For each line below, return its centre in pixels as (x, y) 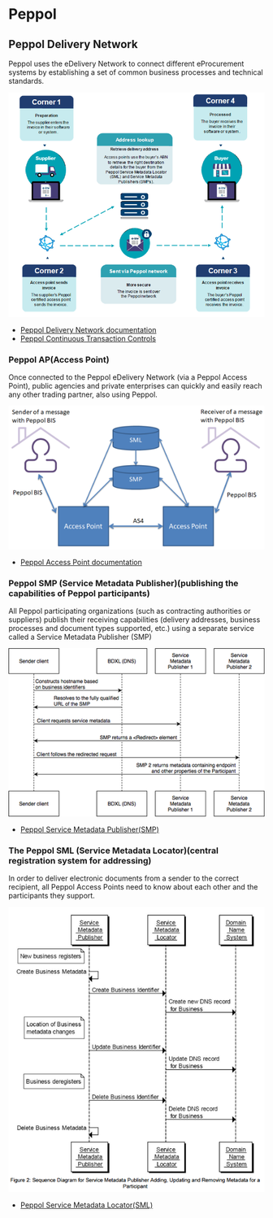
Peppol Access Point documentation (81, 563)
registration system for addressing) (80, 860)
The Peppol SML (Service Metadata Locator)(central (114, 850)
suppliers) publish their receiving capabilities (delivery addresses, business (134, 620)
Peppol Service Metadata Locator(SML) (87, 1205)
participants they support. (52, 896)
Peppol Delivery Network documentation (88, 329)
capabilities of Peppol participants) (79, 594)
